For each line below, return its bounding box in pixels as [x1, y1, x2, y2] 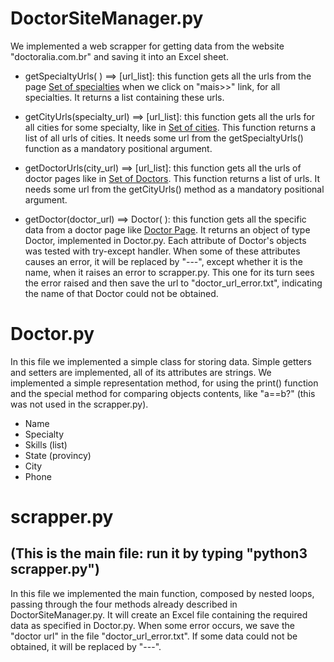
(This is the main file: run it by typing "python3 [10, 545, 308, 562]
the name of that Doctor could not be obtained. [24, 287, 219, 299]
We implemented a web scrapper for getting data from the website [10, 40, 285, 52]
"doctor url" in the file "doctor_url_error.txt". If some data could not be [10, 630, 298, 642]
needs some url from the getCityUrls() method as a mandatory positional [24, 183, 325, 195]
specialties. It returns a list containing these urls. [24, 91, 225, 103]
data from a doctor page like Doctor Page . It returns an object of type [24, 223, 311, 236]
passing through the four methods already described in [10, 598, 238, 610]
